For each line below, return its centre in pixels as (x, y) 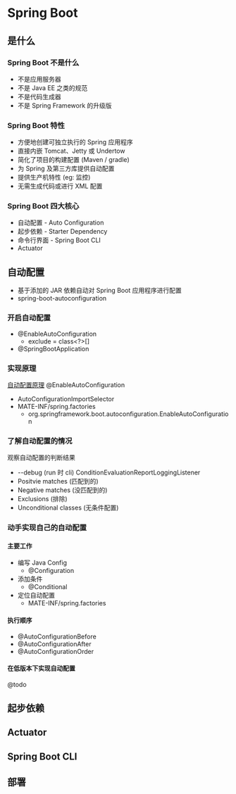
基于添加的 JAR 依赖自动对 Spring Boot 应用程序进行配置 (99, 291)
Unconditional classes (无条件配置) (68, 508)
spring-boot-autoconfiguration (62, 298)
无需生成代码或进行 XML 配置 (60, 186)
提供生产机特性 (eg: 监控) (54, 177)
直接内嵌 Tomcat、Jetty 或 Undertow (71, 151)
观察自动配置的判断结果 (41, 458)
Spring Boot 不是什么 (43, 63)
